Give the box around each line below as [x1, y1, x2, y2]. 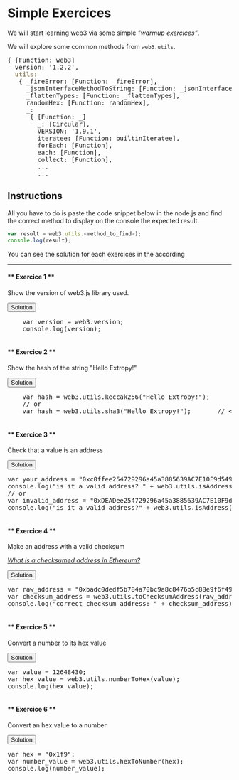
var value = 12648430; [7, 668, 87, 676]
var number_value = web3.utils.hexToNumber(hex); [7, 757, 184, 765]
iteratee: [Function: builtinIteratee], [37, 134, 180, 142]
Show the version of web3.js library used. [7, 288, 129, 296]
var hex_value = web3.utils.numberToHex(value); [7, 675, 180, 683]
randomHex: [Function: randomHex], [26, 98, 151, 107]
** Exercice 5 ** [7, 622, 56, 631]
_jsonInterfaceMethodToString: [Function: [26, 84, 176, 92]
